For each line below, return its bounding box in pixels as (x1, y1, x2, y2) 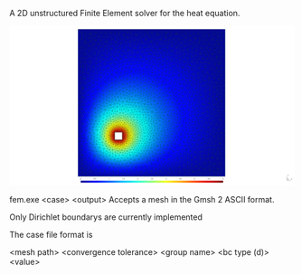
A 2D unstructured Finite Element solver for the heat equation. (9, 8, 241, 18)
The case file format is (9, 229, 93, 240)
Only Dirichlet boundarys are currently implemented (9, 212, 203, 222)
